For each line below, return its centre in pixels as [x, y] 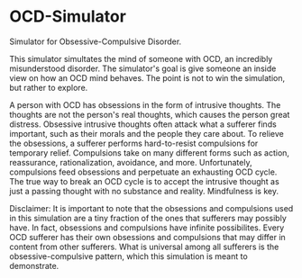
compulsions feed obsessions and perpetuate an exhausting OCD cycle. [143, 172]
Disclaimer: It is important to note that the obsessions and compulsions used [151, 208]
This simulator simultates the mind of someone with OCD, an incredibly [141, 58]
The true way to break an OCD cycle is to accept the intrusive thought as [144, 181]
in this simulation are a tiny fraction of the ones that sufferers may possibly [148, 218]
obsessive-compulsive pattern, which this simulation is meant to [128, 256]
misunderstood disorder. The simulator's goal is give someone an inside [143, 68]
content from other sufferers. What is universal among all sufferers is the [144, 247]
